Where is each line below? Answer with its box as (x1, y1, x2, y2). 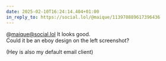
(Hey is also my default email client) (6, 48, 94, 55)
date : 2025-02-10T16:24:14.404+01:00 (6, 8, 100, 15)
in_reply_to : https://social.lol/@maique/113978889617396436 (6, 14, 161, 20)
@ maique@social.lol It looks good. (6, 30, 91, 37)
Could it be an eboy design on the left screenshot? (6, 37, 129, 44)
